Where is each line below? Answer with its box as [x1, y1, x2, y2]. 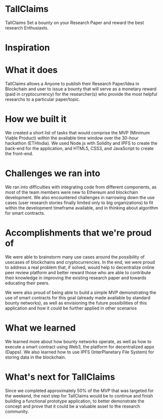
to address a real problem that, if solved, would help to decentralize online [5, 264, 155, 270]
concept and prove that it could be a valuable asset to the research [5, 403, 140, 409]
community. [5, 408, 29, 414]
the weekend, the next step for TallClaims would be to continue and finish [5, 393, 153, 398]
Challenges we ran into [5, 168, 100, 179]
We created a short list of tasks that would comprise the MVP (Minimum [5, 130, 150, 135]
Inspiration [5, 42, 50, 53]
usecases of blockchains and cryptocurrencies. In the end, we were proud [5, 259, 155, 265]
